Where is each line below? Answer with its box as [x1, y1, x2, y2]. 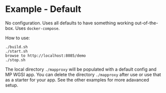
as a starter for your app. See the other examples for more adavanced [5, 77, 149, 83]
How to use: [5, 35, 30, 41]
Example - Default [5, 3, 81, 15]
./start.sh [5, 49, 28, 54]
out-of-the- [134, 20, 158, 26]
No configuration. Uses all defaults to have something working [5, 20, 134, 26]
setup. [5, 82, 18, 88]
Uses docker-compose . [15, 25, 60, 31]
